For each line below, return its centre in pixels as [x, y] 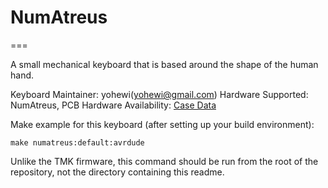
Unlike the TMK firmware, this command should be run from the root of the [164, 161]
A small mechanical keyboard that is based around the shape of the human [164, 64]
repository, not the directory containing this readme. [117, 172]
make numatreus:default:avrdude [77, 142]
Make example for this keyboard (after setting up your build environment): [162, 124]
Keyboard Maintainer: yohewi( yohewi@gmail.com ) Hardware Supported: [159, 94]
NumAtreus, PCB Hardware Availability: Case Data [113, 105]
